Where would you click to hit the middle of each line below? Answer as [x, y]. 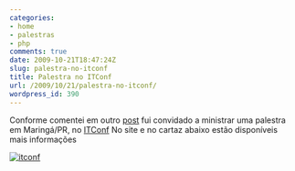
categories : [32, 18]
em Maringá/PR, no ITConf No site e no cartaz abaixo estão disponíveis [144, 129]
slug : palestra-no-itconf [58, 69]
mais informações [43, 139]
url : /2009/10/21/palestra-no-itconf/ [83, 85]
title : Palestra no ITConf [61, 77]
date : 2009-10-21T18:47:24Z [63, 60]
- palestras [32, 35]
